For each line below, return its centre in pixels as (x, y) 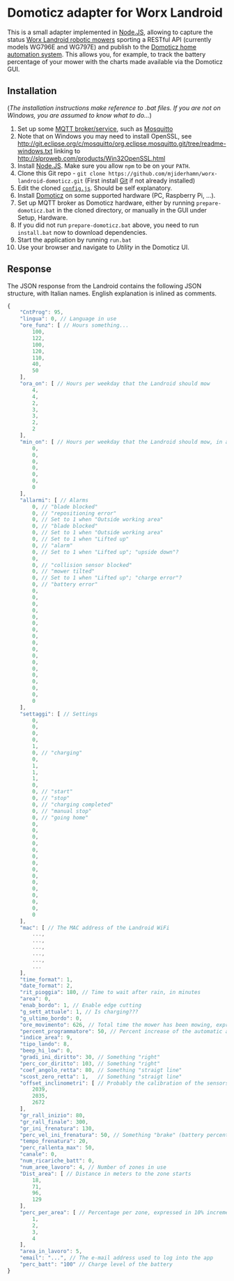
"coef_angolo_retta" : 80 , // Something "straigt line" (101, 1070)
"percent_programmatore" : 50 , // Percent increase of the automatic (121, 1031)
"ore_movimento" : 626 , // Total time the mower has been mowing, (117, 1025)
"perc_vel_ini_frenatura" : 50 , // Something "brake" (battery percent (124, 1135)
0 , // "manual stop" (62, 811)
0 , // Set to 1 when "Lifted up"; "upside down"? (106, 552)
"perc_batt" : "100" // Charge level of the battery (96, 1265)
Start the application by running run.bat (75, 240)
